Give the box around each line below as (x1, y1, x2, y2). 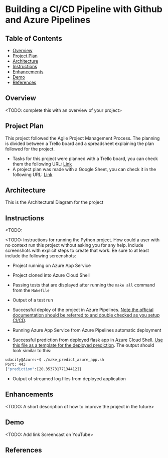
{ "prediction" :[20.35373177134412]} (5, 367, 82, 372)
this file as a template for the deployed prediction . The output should (12, 342, 154, 348)
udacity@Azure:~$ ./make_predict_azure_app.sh (5, 357, 104, 362)
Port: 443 (5, 362, 26, 367)
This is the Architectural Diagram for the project (5, 199, 104, 205)
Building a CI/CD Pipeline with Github (5, 4, 163, 15)
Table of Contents (5, 34, 63, 43)
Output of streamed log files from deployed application (12, 375, 126, 382)
